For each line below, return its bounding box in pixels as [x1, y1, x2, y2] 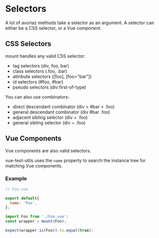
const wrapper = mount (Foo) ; [5, 219, 67, 224]
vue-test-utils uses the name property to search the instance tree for [5, 157, 146, 164]
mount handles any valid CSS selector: [5, 53, 86, 59]
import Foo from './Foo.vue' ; [5, 214, 69, 219]
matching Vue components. [5, 163, 63, 169]
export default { [5, 196, 39, 201]
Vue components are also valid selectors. [5, 147, 91, 153]
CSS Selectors [5, 40, 51, 48]
